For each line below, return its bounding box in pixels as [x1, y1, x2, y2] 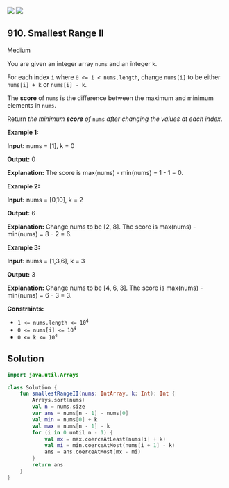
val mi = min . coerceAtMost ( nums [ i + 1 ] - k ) [44, 442, 176, 449]
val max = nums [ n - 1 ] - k [32, 423, 110, 430]
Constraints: [7, 304, 44, 313]
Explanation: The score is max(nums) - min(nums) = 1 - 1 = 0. [7, 168, 184, 177]
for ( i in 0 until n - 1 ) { [32, 429, 113, 436]
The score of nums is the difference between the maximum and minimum [7, 94, 214, 102]
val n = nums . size [32, 403, 85, 410]
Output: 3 [7, 270, 36, 278]
